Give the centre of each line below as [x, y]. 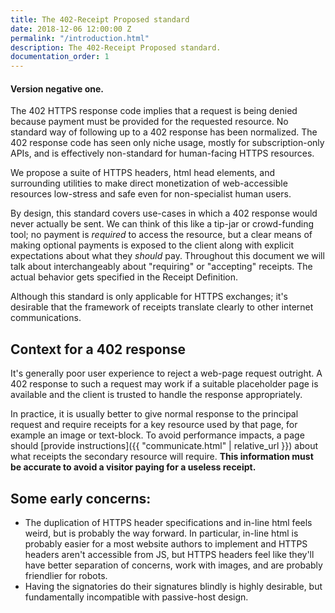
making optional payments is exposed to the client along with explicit [152, 245]
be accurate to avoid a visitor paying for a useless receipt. [133, 467]
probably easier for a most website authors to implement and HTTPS [166, 543]
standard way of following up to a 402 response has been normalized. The [164, 132]
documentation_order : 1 [60, 57]
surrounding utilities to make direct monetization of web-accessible [149, 183]
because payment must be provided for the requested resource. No [149, 122]
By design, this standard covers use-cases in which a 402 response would [164, 213]
